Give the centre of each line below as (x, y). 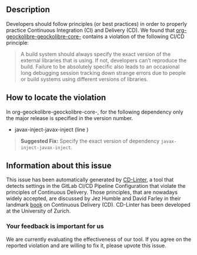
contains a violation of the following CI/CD (133, 36)
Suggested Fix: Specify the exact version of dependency (90, 141)
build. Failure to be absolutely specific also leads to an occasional (100, 67)
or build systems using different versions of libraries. (84, 79)
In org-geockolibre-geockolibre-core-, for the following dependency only (95, 112)
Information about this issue (59, 166)
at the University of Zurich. (39, 211)
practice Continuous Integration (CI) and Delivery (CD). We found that (91, 30)
